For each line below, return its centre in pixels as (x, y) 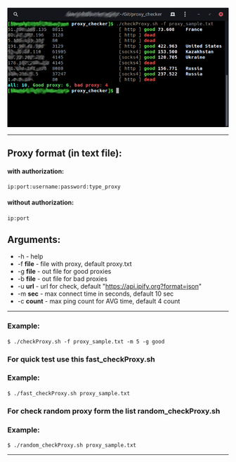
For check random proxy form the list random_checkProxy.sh (114, 411)
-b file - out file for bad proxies (62, 279)
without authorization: (41, 202)
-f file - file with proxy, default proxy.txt (74, 264)
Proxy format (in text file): (65, 153)
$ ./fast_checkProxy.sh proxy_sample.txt (69, 393)
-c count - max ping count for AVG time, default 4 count (99, 301)
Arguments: (34, 239)
